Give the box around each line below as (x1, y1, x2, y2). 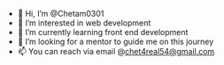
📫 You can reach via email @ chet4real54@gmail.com (17, 47, 215, 56)
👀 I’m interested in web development (17, 18, 151, 28)
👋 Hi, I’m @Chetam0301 (17, 9, 104, 18)
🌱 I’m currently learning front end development (17, 27, 189, 37)
